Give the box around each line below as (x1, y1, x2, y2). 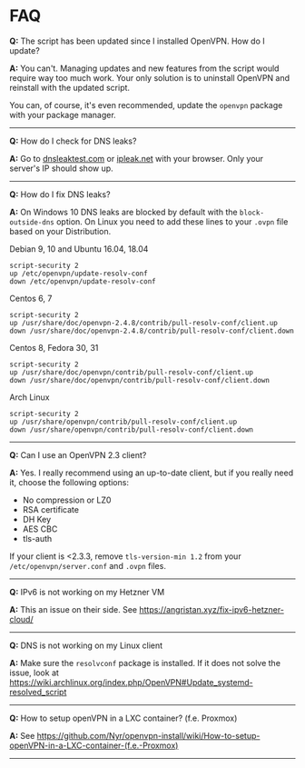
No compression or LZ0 (22, 494, 112, 505)
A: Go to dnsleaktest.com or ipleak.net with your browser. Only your (9, 153, 264, 164)
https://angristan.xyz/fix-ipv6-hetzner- (139, 603, 284, 614)
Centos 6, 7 (9, 293, 53, 304)
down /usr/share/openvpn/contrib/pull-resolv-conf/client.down (9, 424, 254, 434)
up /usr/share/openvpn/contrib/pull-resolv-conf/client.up (9, 417, 238, 426)
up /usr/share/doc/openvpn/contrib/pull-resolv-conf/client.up (9, 367, 254, 377)
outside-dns (9, 217, 54, 227)
